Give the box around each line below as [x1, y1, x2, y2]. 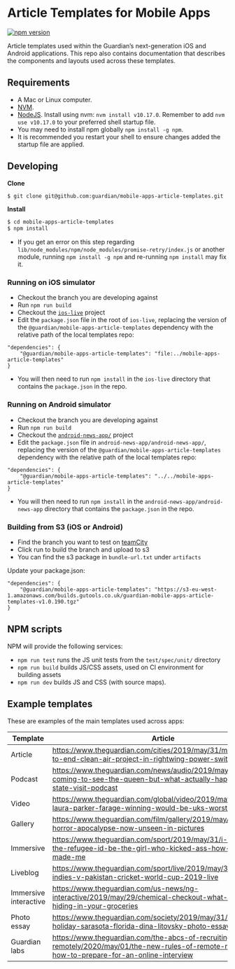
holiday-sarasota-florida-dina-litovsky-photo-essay [52, 921, 231, 930]
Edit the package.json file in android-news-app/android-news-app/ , [17, 438, 206, 446]
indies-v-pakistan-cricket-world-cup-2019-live [52, 872, 219, 881]
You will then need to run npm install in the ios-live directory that [17, 375, 211, 383]
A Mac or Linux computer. [17, 95, 92, 104]
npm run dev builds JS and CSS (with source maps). [17, 678, 166, 686]
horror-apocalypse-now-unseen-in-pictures [52, 823, 205, 832]
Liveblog [10, 867, 40, 877]
